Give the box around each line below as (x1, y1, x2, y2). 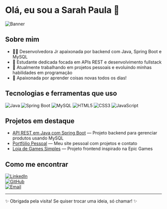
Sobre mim (5, 35, 40, 44)
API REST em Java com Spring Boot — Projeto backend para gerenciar (12, 130, 158, 136)
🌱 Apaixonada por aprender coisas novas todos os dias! (12, 74, 127, 81)
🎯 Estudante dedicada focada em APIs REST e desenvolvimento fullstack (12, 59, 162, 65)
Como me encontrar (5, 160, 69, 168)
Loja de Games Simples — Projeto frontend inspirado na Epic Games (12, 146, 153, 152)
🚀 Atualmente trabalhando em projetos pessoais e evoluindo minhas (12, 64, 152, 70)
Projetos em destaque (5, 117, 75, 125)
